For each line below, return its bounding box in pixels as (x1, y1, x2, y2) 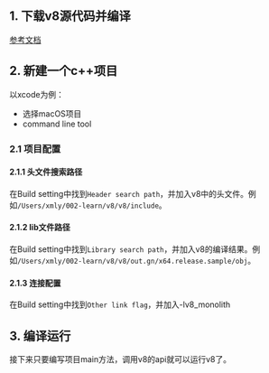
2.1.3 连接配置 (9, 277, 61, 288)
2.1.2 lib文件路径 (9, 222, 70, 233)
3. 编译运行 (9, 328, 71, 343)
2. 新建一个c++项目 (9, 63, 118, 79)
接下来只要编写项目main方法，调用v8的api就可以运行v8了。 (9, 353, 232, 364)
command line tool (22, 118, 92, 129)
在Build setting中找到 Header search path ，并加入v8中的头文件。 (9, 188, 249, 199)
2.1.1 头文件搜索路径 (9, 166, 83, 178)
